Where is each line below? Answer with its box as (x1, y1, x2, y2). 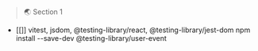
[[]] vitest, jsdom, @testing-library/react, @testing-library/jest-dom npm (15, 25, 251, 35)
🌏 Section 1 (23, 7, 64, 16)
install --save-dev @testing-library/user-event (15, 34, 167, 42)
